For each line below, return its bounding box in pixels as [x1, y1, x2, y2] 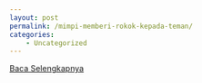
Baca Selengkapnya [9, 63, 85, 74]
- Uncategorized [25, 38, 88, 48]
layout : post [9, 13, 59, 23]
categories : [9, 30, 55, 39]
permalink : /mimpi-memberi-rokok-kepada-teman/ [9, 22, 194, 31]
